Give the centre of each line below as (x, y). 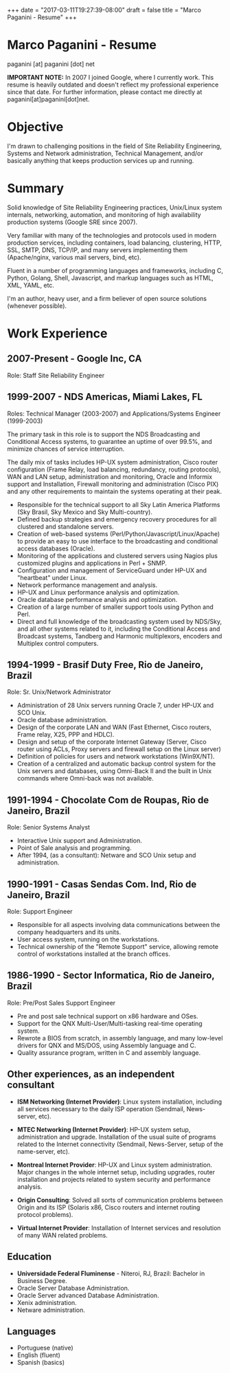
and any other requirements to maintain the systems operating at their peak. (115, 491)
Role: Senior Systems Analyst (49, 827)
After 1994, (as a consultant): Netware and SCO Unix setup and (106, 856)
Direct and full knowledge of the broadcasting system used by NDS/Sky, (119, 621)
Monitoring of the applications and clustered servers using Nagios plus (117, 555)
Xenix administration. (47, 1302)
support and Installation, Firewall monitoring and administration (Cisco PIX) (113, 484)
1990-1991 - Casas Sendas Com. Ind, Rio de (102, 884)
